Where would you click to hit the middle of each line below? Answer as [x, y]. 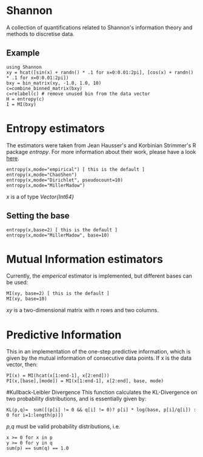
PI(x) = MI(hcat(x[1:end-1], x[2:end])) [58, 376]
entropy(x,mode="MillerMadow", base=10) [58, 235]
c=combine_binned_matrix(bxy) [45, 88]
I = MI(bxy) [21, 104]
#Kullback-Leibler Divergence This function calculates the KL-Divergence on [102, 392]
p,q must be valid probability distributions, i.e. [63, 427]
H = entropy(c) [25, 99]
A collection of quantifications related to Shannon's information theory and [99, 27]
